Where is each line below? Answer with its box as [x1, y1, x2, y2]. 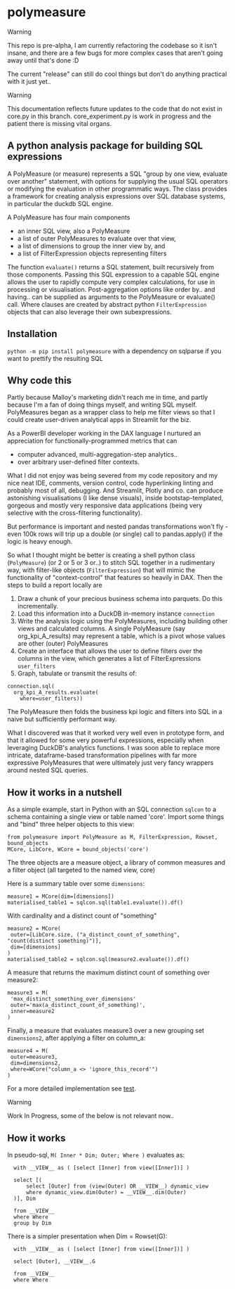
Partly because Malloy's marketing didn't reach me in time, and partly [7, 393, 208, 402]
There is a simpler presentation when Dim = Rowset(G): [7, 1232, 168, 1240]
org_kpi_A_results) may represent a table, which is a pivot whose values [17, 632, 226, 640]
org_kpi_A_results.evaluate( [13, 689, 99, 697]
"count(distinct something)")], [7, 937, 102, 945]
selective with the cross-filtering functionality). [7, 509, 142, 517]
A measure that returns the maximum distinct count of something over [7, 968, 210, 977]
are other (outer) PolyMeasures [17, 640, 109, 648]
